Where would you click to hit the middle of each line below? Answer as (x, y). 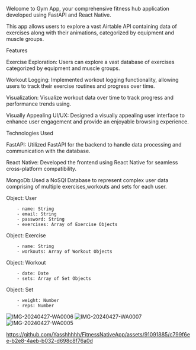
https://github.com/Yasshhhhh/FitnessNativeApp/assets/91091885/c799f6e (98, 334)
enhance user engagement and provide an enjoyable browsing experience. (98, 122)
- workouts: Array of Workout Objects (65, 252)
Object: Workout (26, 262)
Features (17, 50)
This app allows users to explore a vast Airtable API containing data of (92, 26)
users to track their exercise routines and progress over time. (81, 86)
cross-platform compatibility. (41, 169)
